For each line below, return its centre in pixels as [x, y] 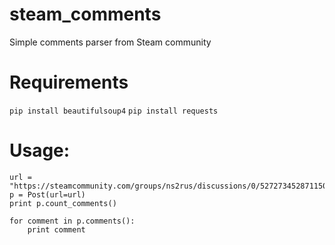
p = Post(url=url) [47, 194]
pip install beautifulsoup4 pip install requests [114, 111]
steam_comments [85, 14]
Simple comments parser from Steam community [110, 42]
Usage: [40, 150]
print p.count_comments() [63, 203]
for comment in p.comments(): [72, 221]
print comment [56, 229]
